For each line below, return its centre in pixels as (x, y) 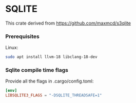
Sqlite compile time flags (37, 70)
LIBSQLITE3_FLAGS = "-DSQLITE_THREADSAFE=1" (54, 95)
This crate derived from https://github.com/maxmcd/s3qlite (68, 23)
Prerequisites (22, 36)
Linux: (12, 48)
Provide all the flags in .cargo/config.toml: (50, 81)
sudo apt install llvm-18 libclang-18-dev (51, 57)
